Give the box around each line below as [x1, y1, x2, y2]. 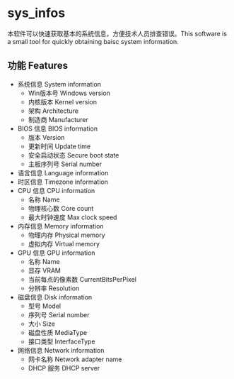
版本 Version [28, 133, 65, 141]
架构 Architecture [28, 106, 79, 115]
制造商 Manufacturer [28, 115, 88, 123]
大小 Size [28, 319, 55, 328]
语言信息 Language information [17, 168, 109, 177]
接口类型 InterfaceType [28, 337, 95, 346]
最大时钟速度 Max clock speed [28, 213, 117, 221]
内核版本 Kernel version [28, 97, 98, 106]
